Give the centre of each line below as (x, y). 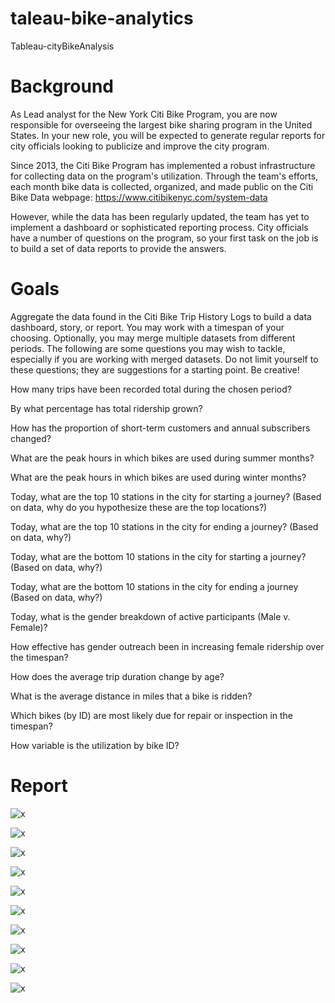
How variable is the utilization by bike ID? (95, 745)
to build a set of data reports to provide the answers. (118, 248)
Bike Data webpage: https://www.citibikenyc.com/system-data (139, 197)
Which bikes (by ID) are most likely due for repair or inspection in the (152, 715)
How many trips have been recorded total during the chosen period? (151, 389)
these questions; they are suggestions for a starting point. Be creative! (155, 369)
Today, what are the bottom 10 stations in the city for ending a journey (154, 586)
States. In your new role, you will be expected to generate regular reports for (168, 135)
